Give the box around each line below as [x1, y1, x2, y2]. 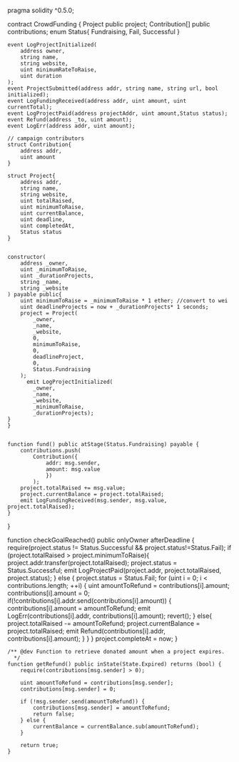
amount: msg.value [45, 466, 101, 473]
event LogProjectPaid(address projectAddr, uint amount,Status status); [7, 110, 228, 117]
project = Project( [20, 310, 78, 317]
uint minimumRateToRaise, [20, 66, 98, 73]
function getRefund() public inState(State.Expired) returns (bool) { [7, 661, 222, 668]
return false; [33, 711, 75, 718]
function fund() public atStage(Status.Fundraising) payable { [7, 441, 200, 448]
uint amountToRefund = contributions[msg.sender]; [20, 679, 174, 686]
